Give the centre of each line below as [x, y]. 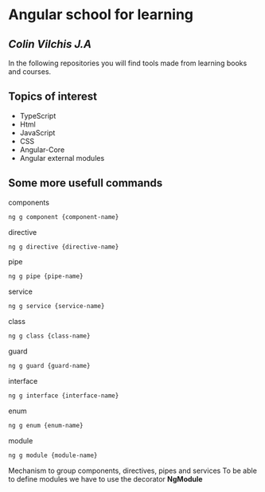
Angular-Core [42, 150]
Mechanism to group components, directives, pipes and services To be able [132, 471]
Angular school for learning [101, 15]
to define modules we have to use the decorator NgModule [105, 478]
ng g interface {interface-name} [64, 396]
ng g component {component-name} [64, 217]
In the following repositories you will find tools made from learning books [128, 63]
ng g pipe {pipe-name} [46, 276]
